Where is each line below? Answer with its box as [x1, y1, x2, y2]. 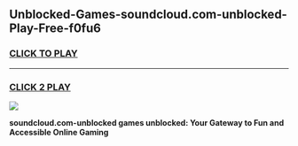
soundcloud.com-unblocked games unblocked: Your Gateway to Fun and [9, 117, 285, 127]
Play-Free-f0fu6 [9, 21, 102, 36]
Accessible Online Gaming [9, 127, 109, 137]
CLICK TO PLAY [9, 48, 78, 60]
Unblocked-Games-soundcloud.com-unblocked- [9, 7, 288, 22]
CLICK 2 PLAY [9, 81, 71, 93]
